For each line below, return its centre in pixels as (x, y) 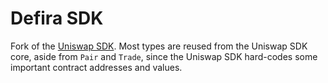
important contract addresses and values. (96, 67)
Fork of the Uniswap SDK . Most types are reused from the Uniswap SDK (159, 46)
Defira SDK (57, 18)
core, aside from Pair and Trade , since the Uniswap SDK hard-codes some (164, 56)
